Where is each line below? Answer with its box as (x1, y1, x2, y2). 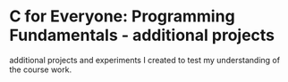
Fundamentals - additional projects (9, 25, 275, 45)
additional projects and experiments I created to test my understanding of (9, 54, 280, 65)
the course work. (9, 64, 72, 75)
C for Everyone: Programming (9, 6, 235, 27)
